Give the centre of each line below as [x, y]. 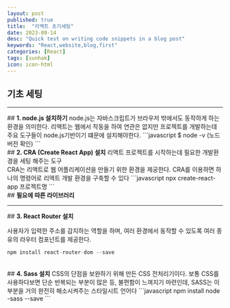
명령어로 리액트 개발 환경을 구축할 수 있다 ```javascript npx [98, 178]
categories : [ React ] [37, 52]
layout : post [26, 13]
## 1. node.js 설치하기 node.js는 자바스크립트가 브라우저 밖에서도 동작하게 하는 [114, 118]
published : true [30, 20]
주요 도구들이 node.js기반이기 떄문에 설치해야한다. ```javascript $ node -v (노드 [114, 135]
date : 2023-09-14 [32, 33]
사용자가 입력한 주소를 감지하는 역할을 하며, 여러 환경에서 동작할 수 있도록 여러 [111, 231]
